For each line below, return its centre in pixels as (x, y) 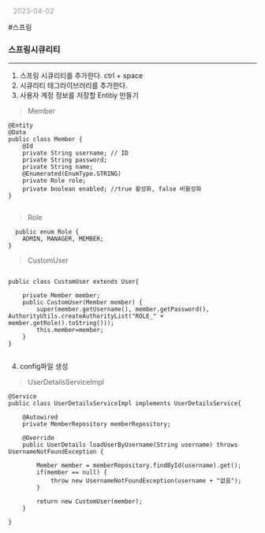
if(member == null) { (72, 473)
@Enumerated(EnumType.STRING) (72, 174)
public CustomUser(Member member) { (83, 303)
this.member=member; (70, 330)
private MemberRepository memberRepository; (97, 424)
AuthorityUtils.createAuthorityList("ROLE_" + (86, 316)
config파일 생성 (44, 367)
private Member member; (62, 296)
